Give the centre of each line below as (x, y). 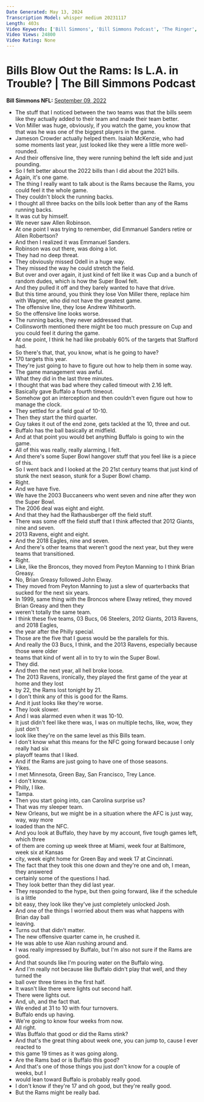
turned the (28, 976)
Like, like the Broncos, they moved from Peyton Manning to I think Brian (105, 566)
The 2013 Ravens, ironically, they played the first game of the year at (101, 677)
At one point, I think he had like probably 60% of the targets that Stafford (107, 339)
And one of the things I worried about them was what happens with (100, 910)
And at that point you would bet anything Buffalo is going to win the (100, 437)
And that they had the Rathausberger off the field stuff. (84, 514)
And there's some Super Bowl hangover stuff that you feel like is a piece (106, 456)
